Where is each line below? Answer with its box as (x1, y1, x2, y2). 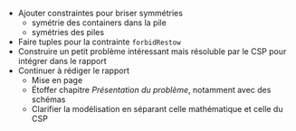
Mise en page (31, 75, 83, 85)
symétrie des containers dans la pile (31, 17, 167, 28)
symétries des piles (31, 27, 105, 37)
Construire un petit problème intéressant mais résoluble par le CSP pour (17, 46, 287, 57)
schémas (31, 94, 66, 105)
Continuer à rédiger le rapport (17, 65, 129, 76)
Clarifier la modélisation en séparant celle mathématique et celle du (31, 104, 283, 114)
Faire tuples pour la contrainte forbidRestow (17, 36, 181, 47)
